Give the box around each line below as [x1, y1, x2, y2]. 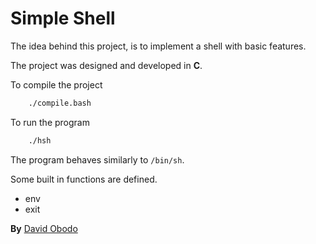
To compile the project [10, 78, 103, 91]
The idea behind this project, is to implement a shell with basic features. [10, 40, 307, 52]
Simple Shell [10, 7, 116, 30]
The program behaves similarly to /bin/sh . [10, 153, 185, 166]
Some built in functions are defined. [10, 173, 158, 185]
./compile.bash [28, 98, 92, 108]
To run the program [10, 116, 90, 128]
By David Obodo [10, 222, 78, 234]
